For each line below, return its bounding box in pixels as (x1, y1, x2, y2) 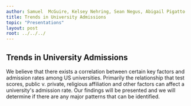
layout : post (6, 25, 38, 31)
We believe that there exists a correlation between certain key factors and (6, 68, 185, 75)
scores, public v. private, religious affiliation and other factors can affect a (6, 80, 185, 87)
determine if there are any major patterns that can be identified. (6, 92, 160, 100)
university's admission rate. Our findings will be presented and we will (6, 87, 176, 94)
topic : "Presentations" (6, 19, 65, 25)
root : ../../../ (6, 31, 46, 37)
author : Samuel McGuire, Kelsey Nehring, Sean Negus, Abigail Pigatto (6, 8, 185, 15)
